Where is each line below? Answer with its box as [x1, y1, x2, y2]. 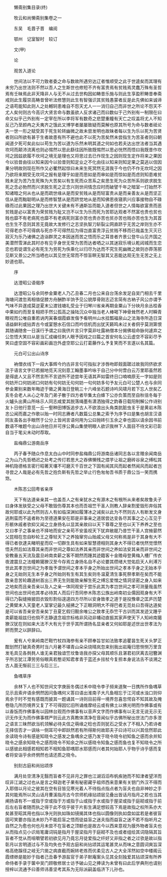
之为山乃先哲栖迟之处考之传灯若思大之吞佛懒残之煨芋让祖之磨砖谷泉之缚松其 [5, 457, 162, 462]
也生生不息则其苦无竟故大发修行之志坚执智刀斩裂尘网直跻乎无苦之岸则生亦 [5, 221, 158, 227]
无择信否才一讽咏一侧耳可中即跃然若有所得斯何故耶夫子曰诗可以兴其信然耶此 [5, 727, 162, 733]
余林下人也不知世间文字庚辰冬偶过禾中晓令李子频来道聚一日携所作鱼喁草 [13, 684, 162, 690]
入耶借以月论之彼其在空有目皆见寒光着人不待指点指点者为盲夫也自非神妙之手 [5, 786, 162, 791]
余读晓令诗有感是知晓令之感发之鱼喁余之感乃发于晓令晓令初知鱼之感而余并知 [5, 733, 162, 739]
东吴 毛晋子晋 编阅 [13, 25, 58, 31]
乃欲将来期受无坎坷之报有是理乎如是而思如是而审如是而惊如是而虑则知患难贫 [5, 172, 162, 177]
